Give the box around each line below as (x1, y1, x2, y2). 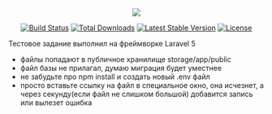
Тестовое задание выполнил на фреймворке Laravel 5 (8, 39, 196, 48)
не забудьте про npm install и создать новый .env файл (19, 72, 210, 81)
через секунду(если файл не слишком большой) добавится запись (19, 90, 253, 99)
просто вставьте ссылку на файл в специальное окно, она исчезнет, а (19, 81, 264, 90)
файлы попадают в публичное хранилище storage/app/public (19, 55, 231, 64)
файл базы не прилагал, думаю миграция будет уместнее (19, 64, 222, 72)
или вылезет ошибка (19, 98, 93, 107)
